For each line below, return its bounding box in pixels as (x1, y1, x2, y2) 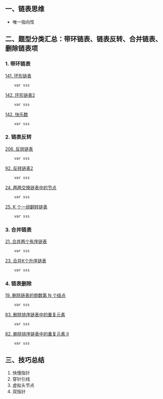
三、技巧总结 (5, 356, 45, 364)
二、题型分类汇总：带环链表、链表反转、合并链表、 (5, 35, 162, 43)
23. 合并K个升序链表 (5, 258, 47, 264)
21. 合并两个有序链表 (5, 239, 47, 245)
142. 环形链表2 (5, 92, 35, 98)
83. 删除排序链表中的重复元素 (5, 312, 66, 318)
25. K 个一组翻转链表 (5, 204, 48, 210)
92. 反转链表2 (5, 165, 33, 171)
